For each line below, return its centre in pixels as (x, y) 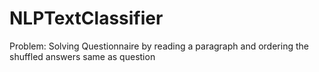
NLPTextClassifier (86, 18)
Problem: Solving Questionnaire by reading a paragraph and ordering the (159, 46)
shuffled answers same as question (82, 56)
